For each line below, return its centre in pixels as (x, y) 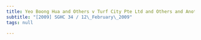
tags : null (20, 22)
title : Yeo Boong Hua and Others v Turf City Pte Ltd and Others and (95, 11)
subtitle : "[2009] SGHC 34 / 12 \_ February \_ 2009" (69, 17)
